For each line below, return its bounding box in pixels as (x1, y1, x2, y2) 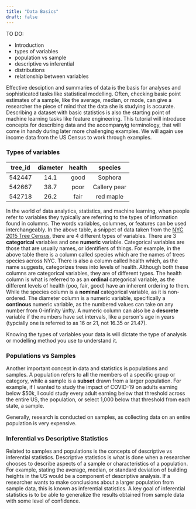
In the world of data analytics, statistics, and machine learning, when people (6, 207, 190, 214)
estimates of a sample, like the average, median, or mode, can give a (6, 96, 172, 103)
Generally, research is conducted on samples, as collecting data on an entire (6, 414, 191, 421)
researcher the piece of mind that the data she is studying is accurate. (6, 103, 176, 110)
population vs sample (14, 54, 67, 61)
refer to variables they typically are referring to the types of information (6, 213, 178, 220)
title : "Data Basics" (6, 8, 59, 15)
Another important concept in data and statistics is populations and (6, 365, 169, 372)
